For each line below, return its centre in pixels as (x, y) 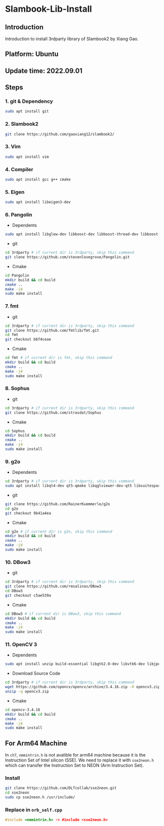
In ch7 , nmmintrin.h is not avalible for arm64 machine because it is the (75, 755)
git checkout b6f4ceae (28, 339)
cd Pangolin (17, 275)
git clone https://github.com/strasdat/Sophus (53, 413)
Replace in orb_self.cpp (34, 809)
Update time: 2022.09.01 (44, 71)
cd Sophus (15, 431)
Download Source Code (36, 673)
